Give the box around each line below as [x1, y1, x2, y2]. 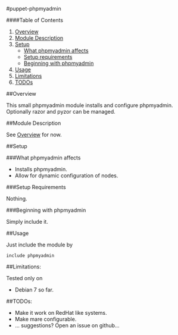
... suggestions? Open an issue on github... [14, 322, 120, 329]
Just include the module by [6, 241, 73, 248]
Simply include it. [6, 218, 49, 225]
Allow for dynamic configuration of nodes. [14, 172, 118, 179]
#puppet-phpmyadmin [6, 5, 61, 12]
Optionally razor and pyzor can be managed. [6, 108, 116, 115]
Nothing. [6, 195, 28, 202]
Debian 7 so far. [14, 286, 54, 293]
